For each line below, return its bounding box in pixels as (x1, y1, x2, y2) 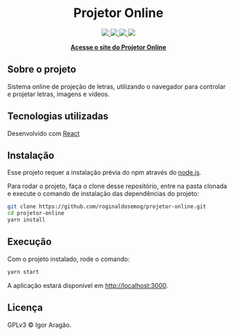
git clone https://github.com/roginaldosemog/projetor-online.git (7, 203, 207, 210)
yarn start (7, 268, 39, 275)
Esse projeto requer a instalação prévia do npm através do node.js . (7, 168, 202, 177)
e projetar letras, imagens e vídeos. (7, 90, 110, 98)
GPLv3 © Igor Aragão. (7, 320, 72, 329)
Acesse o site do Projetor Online (70, 42, 167, 51)
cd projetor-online (7, 210, 65, 217)
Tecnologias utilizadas (7, 110, 109, 122)
